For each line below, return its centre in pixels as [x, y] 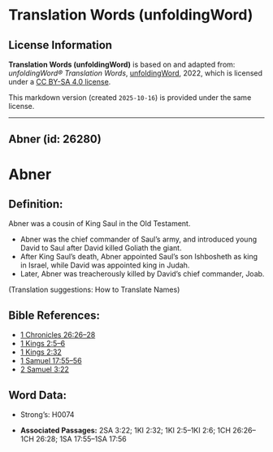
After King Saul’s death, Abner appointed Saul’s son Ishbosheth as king [139, 257]
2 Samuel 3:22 [44, 369]
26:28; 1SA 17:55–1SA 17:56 [82, 439]
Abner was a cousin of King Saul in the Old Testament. [100, 224]
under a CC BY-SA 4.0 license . [60, 82]
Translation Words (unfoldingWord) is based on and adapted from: [122, 64]
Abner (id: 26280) [55, 139]
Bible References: [54, 315]
